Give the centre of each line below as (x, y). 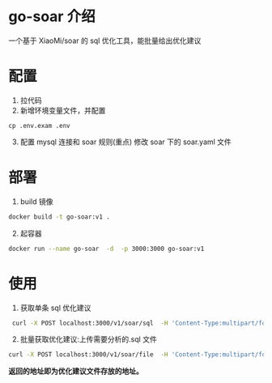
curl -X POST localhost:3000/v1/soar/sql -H (90, 323)
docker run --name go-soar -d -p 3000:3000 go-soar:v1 (106, 249)
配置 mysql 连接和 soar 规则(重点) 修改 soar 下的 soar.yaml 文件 (126, 142)
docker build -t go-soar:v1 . (59, 217)
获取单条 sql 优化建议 (55, 308)
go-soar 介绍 (52, 17)
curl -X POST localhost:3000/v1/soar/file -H (88, 355)
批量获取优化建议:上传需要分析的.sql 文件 (89, 339)
